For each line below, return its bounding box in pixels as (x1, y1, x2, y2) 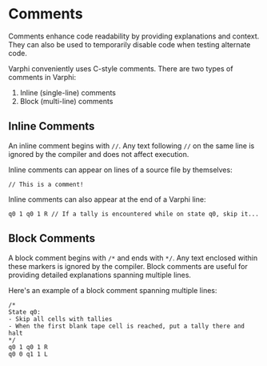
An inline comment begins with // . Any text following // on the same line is (8, 141, 255, 151)
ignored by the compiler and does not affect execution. (8, 149, 189, 159)
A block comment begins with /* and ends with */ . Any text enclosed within (8, 253, 258, 263)
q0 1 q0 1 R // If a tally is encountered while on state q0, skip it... (8, 210, 260, 218)
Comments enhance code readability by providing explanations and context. (8, 31, 260, 41)
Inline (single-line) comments (19, 87, 117, 97)
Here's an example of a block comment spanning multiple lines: (8, 285, 217, 295)
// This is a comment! (8, 180, 84, 188)
